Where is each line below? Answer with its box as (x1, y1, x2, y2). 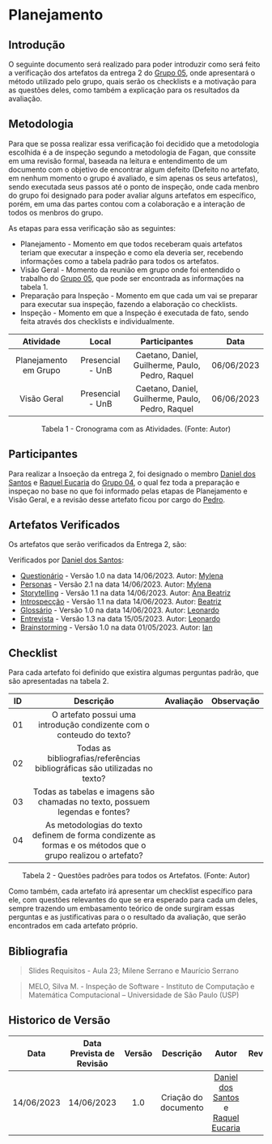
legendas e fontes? (57, 806, 130, 817)
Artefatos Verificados (8, 519, 120, 532)
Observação (210, 695, 260, 706)
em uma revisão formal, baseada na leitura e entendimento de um (8, 156, 228, 165)
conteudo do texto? (57, 729, 131, 741)
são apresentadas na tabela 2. (8, 677, 109, 686)
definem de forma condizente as (32, 830, 156, 841)
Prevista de (70, 1048, 115, 1059)
